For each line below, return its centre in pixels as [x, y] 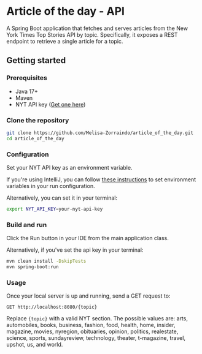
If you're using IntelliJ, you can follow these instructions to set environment [101, 179]
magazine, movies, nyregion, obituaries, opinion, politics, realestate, [92, 331]
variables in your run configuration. [51, 186]
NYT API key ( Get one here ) [50, 104]
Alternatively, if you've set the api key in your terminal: [75, 250]
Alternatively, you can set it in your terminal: [62, 198]
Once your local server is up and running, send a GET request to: [88, 296]
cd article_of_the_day [35, 138]
